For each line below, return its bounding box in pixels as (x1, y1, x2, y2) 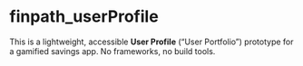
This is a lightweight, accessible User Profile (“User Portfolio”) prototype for (9, 36, 294, 47)
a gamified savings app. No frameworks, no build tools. (9, 45, 216, 56)
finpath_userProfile (9, 6, 159, 27)
